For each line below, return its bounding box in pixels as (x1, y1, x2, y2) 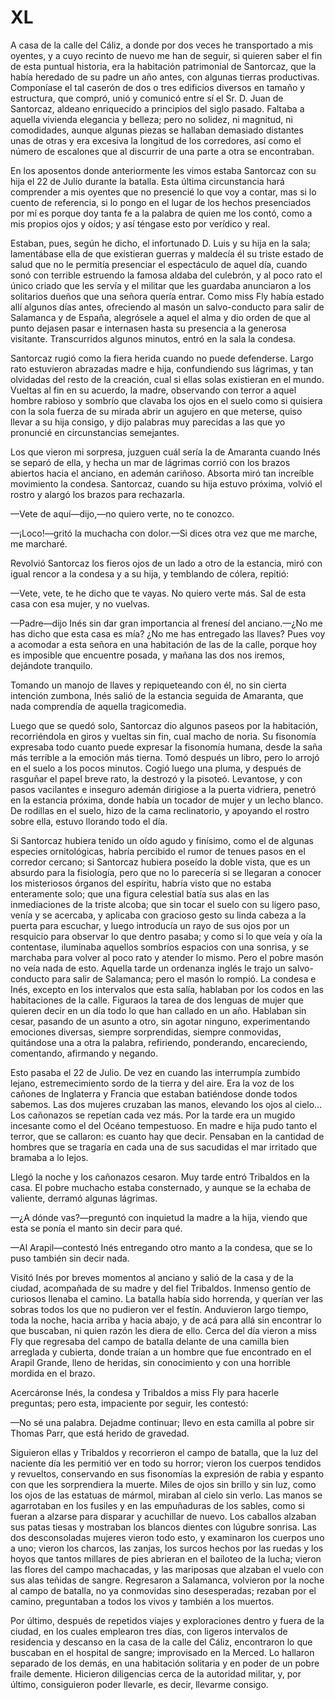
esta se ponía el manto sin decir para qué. (10, 1222, 183, 1234)
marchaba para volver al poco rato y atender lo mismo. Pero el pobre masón (10, 951, 324, 963)
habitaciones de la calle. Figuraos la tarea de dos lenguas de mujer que (10, 994, 304, 1006)
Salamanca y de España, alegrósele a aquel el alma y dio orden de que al (10, 311, 312, 323)
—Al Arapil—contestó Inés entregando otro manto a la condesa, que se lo (10, 1241, 313, 1253)
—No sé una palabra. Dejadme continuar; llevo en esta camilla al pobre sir (10, 1416, 315, 1428)
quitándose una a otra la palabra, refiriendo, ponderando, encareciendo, (10, 1036, 308, 1048)
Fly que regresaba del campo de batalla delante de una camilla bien (10, 1335, 290, 1347)
